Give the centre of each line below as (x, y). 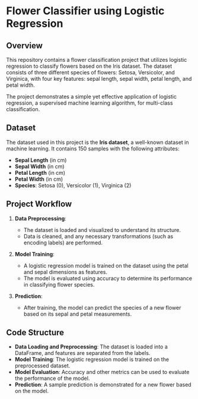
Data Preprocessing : (40, 218)
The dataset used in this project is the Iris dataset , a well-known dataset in (98, 142)
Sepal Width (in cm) (39, 166)
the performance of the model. (52, 378)
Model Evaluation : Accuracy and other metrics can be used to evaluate (102, 372)
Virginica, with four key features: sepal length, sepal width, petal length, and (99, 79)
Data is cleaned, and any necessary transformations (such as (98, 236)
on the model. (32, 391)
